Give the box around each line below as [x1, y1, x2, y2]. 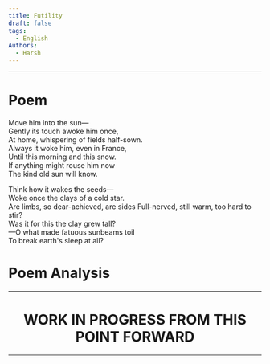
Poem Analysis [8, 264, 111, 282]
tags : [8, 27, 27, 35]
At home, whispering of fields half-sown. [8, 134, 143, 145]
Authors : [8, 42, 38, 50]
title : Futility [8, 11, 63, 20]
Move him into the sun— [8, 117, 89, 127]
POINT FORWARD [75, 328, 195, 346]
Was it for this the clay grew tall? [8, 219, 117, 228]
